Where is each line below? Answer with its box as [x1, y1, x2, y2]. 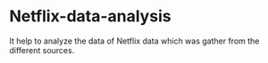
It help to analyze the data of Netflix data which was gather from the [9, 35, 260, 46]
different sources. [9, 44, 75, 55]
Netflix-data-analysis [9, 6, 172, 27]
